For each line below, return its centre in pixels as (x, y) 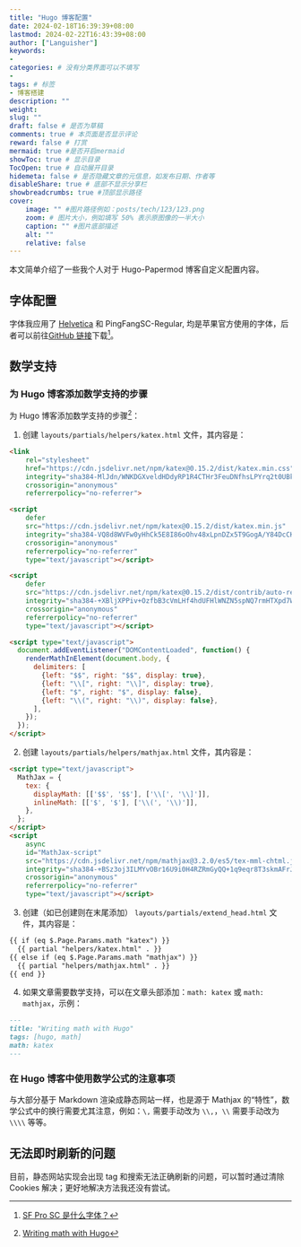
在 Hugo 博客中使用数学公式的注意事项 (92, 1078)
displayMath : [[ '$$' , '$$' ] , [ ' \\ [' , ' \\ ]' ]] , (121, 794)
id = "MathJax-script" (64, 852)
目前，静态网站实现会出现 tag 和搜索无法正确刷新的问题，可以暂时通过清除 (147, 1176)
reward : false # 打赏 (48, 143)
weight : (24, 109)
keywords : (28, 51)
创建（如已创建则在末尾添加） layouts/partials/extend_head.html (144, 912)
